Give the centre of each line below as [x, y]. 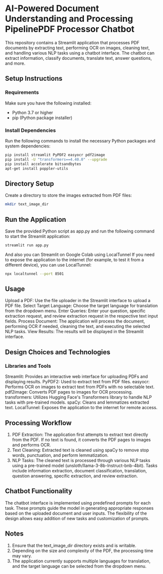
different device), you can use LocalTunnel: [48, 265]
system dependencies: [28, 146]
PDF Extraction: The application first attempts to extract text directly [80, 434]
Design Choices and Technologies [58, 352]
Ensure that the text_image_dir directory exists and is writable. [74, 545]
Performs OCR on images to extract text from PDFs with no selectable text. [80, 387]
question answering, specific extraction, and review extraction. [75, 476]
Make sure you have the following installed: [48, 103]
